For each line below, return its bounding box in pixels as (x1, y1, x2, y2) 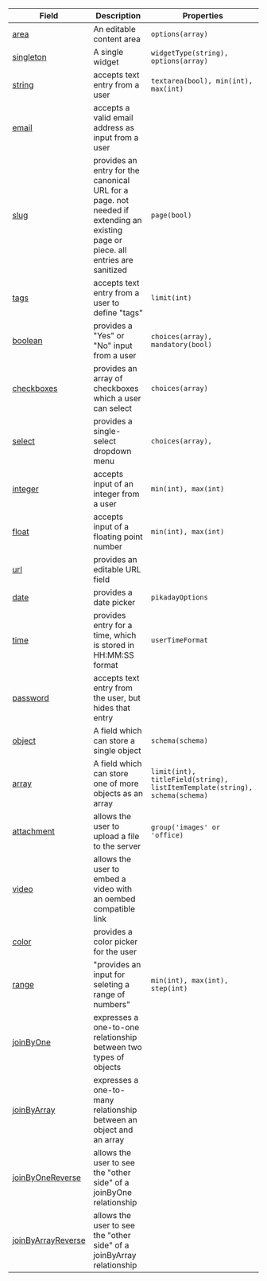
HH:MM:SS (93, 650, 135, 660)
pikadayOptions (150, 593, 208, 602)
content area (93, 33, 141, 45)
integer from (93, 489, 140, 499)
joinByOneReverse (12, 1172, 82, 1183)
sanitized (93, 264, 127, 275)
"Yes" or (93, 330, 125, 341)
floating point (93, 531, 143, 542)
